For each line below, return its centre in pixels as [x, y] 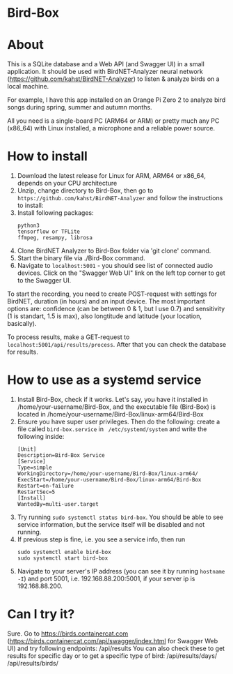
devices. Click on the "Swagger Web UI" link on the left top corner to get [121, 273]
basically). [22, 324]
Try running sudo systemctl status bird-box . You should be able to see [120, 517]
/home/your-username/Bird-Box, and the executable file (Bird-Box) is [116, 407]
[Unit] [27, 449]
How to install [48, 157]
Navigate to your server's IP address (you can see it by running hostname [121, 571]
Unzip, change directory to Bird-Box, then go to [85, 190]
